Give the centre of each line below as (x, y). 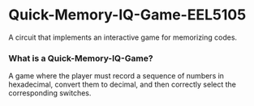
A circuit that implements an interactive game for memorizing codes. (123, 37)
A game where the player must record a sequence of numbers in (116, 76)
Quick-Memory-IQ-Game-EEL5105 (127, 15)
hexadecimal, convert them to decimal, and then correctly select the (123, 85)
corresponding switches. (50, 93)
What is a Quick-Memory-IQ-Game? (81, 58)
